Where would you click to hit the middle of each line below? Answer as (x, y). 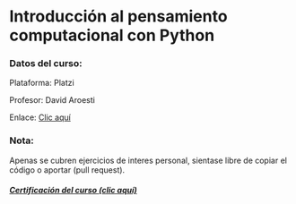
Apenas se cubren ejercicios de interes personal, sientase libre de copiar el (148, 160)
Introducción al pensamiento (118, 17)
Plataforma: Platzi (42, 83)
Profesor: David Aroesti (52, 100)
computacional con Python (112, 35)
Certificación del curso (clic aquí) (73, 191)
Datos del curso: (46, 64)
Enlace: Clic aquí (40, 117)
